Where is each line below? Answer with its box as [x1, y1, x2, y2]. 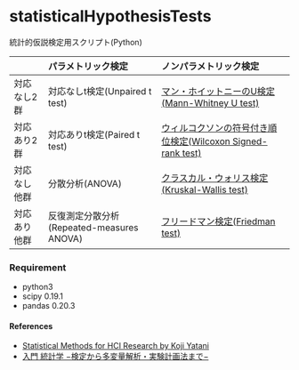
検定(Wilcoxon [170, 135, 230, 148]
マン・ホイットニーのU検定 [161, 84, 276, 97]
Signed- [232, 135, 269, 148]
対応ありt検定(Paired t [47, 128, 141, 141]
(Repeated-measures [47, 221, 140, 233]
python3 [21, 282, 53, 293]
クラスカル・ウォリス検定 [161, 172, 269, 184]
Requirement [9, 261, 67, 273]
